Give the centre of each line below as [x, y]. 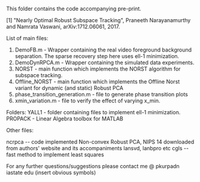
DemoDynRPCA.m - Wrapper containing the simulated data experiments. [104, 63]
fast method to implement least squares [55, 154]
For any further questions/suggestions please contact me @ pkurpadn [93, 166]
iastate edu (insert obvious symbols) [51, 172]
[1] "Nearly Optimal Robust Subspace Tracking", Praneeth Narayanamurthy [99, 20]
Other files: [20, 130]
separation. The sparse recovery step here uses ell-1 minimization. [97, 56]
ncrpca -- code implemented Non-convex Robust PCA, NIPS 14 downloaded [100, 142]
